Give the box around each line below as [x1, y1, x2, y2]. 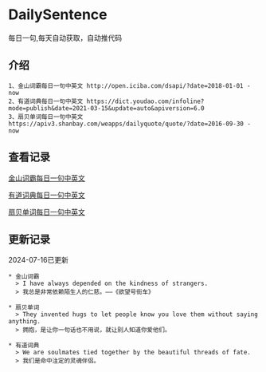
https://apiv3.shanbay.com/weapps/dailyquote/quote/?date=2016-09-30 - [8, 120, 251, 128]
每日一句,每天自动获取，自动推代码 [8, 33, 123, 42]
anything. [8, 318, 41, 326]
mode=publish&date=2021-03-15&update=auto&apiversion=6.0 [8, 104, 205, 113]
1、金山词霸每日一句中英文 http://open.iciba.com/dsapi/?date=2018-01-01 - [8, 81, 251, 89]
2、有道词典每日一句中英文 [8, 97, 84, 105]
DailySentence [8, 6, 108, 24]
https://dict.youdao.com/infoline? [86, 97, 205, 105]
